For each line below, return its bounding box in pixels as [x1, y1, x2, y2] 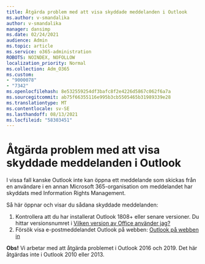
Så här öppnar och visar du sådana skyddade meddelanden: [6, 201, 158, 208]
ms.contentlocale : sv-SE [6, 105, 70, 112]
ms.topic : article [6, 43, 53, 50]
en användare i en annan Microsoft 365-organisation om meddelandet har [6, 183, 193, 190]
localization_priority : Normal [6, 60, 86, 66]
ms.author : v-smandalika [6, 15, 70, 21]
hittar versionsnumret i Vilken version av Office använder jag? [15, 219, 171, 227]
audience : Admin [6, 37, 48, 43]
